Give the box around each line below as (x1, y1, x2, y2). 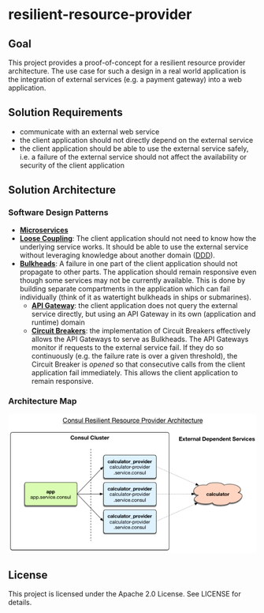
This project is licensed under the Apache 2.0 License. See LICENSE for (8, 589, 242, 599)
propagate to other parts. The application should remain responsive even (19, 267, 257, 276)
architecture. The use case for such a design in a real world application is (8, 66, 247, 76)
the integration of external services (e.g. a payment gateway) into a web (8, 75, 243, 84)
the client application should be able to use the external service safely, (19, 144, 249, 153)
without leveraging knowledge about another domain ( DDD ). (19, 250, 215, 260)
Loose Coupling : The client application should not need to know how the (19, 233, 257, 243)
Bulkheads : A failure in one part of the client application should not (19, 258, 238, 268)
